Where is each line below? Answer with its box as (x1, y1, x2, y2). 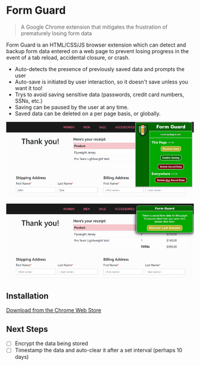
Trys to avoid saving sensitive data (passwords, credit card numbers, (14, 91, 185, 98)
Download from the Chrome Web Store (6, 307, 102, 314)
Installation (6, 291, 49, 302)
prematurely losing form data (20, 29, 92, 36)
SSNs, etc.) (14, 97, 43, 104)
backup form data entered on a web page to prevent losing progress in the (6, 47, 189, 54)
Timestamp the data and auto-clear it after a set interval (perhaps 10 (14, 347, 183, 354)
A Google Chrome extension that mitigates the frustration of (20, 23, 168, 30)
